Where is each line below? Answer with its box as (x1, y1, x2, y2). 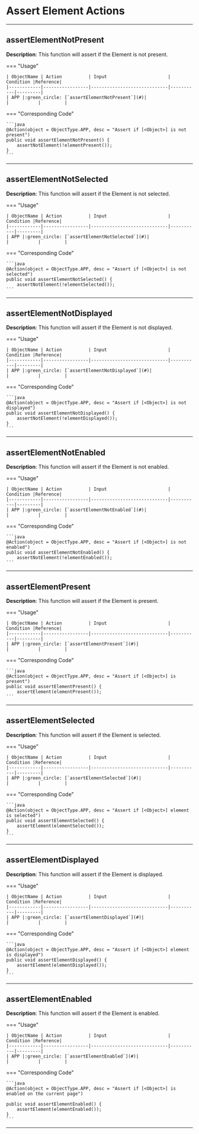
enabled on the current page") (6, 1091, 84, 1097)
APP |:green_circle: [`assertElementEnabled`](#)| (11, 1053, 139, 1059)
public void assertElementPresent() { (6, 683, 102, 689)
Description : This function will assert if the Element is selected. (6, 731, 161, 739)
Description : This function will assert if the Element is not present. (6, 50, 168, 58)
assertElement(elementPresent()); (17, 689, 102, 695)
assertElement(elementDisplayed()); (17, 962, 108, 968)
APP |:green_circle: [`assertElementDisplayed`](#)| (11, 914, 145, 920)
